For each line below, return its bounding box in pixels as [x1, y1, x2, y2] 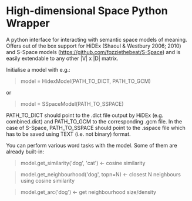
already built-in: [6, 148, 45, 155]
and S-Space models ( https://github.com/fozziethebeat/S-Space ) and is [6, 48, 181, 55]
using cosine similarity [20, 177, 75, 184]
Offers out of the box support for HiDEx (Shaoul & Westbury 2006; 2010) [6, 42, 181, 49]
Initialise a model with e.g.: [6, 66, 70, 73]
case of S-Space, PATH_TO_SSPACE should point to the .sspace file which [6, 124, 186, 131]
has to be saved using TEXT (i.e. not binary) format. [6, 130, 131, 138]
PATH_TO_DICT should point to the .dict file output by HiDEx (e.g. [6, 112, 164, 119]
